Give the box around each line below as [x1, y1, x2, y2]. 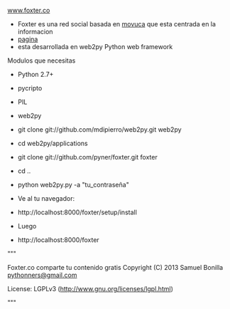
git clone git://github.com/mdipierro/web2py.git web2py [17, 125, 182, 134]
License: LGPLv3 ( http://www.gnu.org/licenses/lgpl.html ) [7, 285, 174, 293]
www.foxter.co [7, 6, 50, 14]
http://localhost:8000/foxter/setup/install [17, 208, 137, 216]
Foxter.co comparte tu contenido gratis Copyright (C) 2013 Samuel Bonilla [7, 263, 224, 271]
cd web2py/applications [17, 139, 89, 147]
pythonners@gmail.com [7, 271, 77, 279]
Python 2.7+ [17, 70, 54, 78]
